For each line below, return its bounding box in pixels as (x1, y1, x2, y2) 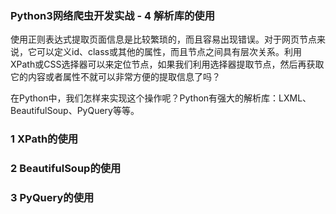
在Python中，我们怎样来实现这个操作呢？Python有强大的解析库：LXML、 (10, 92, 312, 104)
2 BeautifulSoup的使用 (10, 162, 122, 176)
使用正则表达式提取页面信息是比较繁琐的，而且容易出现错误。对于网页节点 (10, 33, 317, 46)
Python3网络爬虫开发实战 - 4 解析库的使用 (10, 8, 216, 22)
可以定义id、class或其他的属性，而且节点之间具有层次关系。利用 (36, 46, 302, 58)
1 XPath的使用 (10, 132, 79, 146)
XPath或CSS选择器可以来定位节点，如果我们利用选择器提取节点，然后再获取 (10, 58, 325, 71)
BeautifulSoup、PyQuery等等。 (10, 105, 140, 117)
